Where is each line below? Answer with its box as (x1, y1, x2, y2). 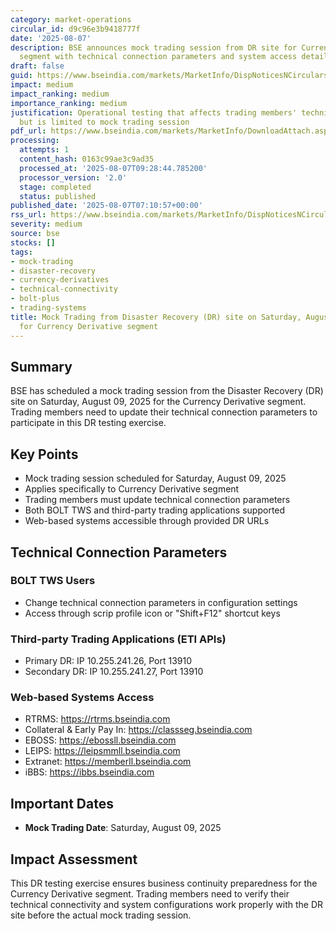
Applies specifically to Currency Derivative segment (24, 483, 240, 495)
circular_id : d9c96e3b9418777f (10, 24, 141, 34)
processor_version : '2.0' (19, 172, 128, 183)
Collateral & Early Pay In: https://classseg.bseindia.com (24, 724, 253, 736)
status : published (19, 191, 97, 201)
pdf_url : (10, 126, 47, 136)
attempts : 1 (19, 145, 70, 155)
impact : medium (10, 80, 74, 90)
